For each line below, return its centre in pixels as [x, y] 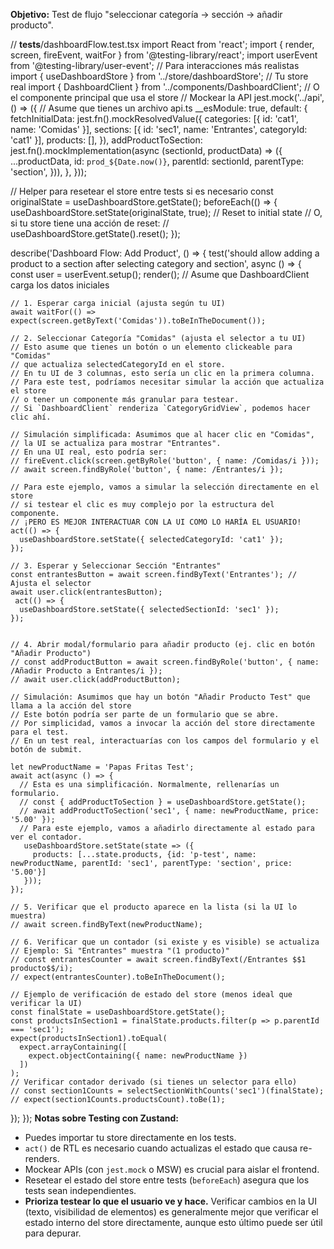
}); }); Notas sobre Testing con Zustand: [94, 1118]
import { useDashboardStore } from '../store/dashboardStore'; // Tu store [159, 76]
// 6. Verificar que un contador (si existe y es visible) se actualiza [165, 942]
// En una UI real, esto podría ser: [89, 452]
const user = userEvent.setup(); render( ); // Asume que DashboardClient [160, 274]
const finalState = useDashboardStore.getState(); [118, 1012]
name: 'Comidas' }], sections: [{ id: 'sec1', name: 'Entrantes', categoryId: [159, 129]
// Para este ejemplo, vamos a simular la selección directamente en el [165, 487]
